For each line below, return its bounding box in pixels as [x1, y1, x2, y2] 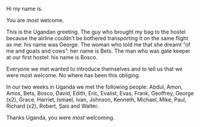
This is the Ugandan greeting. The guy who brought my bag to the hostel [6, 28, 186, 35]
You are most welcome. [6, 17, 65, 23]
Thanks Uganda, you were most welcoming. [6, 114, 115, 121]
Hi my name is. [6, 5, 43, 12]
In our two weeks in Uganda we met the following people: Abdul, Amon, [6, 83, 183, 90]
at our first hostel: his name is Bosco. [6, 54, 98, 61]
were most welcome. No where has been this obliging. [6, 72, 141, 78]
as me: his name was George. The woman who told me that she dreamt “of [6, 41, 190, 48]
